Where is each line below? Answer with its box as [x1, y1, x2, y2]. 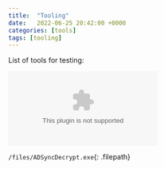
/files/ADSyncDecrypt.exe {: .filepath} [8, 152, 131, 162]
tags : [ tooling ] [8, 33, 62, 42]
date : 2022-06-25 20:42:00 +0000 [8, 19, 127, 27]
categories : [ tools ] [8, 26, 77, 34]
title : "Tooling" [8, 11, 69, 20]
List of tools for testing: [8, 56, 84, 65]
